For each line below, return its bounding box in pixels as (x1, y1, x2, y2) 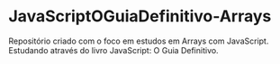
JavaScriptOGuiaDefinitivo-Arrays (8, 6, 272, 27)
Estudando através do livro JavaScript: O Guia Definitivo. (8, 44, 219, 55)
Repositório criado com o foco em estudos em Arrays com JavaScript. (8, 36, 269, 46)
